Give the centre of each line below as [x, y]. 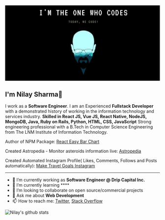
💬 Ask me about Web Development [48, 196]
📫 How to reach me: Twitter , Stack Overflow [57, 201]
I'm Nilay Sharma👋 [34, 94]
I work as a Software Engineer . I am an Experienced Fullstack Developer [79, 106]
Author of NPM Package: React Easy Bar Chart [52, 142]
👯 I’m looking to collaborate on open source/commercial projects [78, 190]
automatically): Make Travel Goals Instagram [50, 166]
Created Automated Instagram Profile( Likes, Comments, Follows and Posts [81, 161]
